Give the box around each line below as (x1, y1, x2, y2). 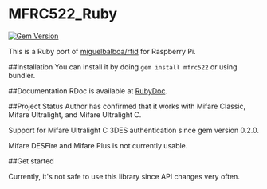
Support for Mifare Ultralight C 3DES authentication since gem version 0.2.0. (8, 125, 260, 135)
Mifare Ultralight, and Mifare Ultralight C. (8, 109, 142, 120)
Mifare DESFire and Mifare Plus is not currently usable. (8, 140, 188, 150)
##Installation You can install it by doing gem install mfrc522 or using (8, 61, 238, 72)
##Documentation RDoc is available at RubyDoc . (8, 85, 167, 96)
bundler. (8, 70, 36, 80)
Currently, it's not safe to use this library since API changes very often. (8, 171, 241, 181)
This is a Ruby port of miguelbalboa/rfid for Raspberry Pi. (8, 46, 197, 56)
